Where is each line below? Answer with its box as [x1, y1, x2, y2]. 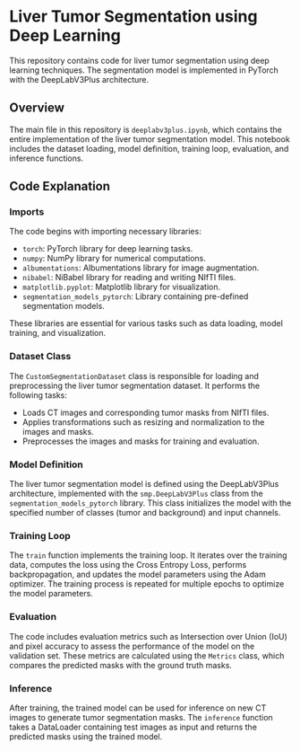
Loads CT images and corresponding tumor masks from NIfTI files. [21, 407, 270, 418]
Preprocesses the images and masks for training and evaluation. [21, 436, 260, 446]
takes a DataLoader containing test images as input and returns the [9, 721, 258, 732]
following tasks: [9, 389, 67, 401]
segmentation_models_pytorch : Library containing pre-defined [21, 291, 249, 302]
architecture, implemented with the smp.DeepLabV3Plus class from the [9, 488, 263, 499]
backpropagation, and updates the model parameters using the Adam [9, 569, 266, 580]
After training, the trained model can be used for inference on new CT [9, 702, 267, 713]
